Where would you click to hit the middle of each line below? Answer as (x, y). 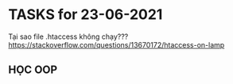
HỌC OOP (33, 70)
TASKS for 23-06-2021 (85, 15)
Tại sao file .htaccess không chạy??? (68, 36)
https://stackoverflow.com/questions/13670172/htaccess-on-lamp (116, 44)
